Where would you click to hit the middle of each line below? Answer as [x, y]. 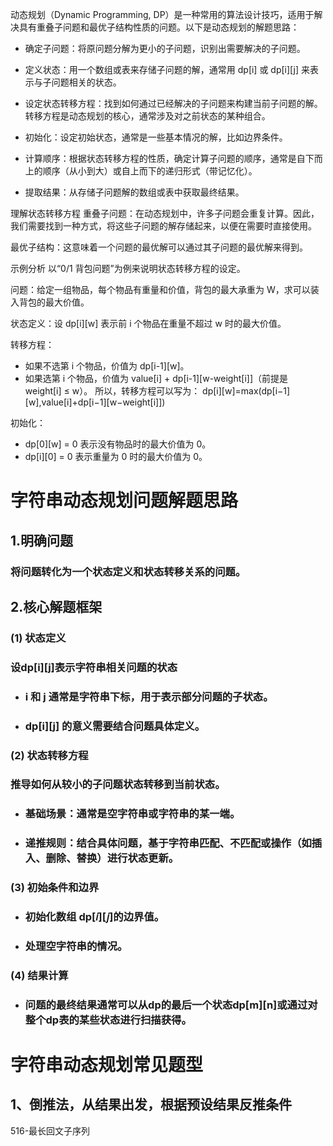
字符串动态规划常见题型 [107, 1065]
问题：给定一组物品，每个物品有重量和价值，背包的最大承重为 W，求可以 [160, 289]
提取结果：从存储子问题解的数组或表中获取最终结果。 [134, 192]
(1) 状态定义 [38, 638]
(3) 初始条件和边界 [55, 888]
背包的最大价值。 [54, 302]
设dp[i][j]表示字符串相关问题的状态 [94, 667]
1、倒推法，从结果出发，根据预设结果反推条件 [151, 1104]
